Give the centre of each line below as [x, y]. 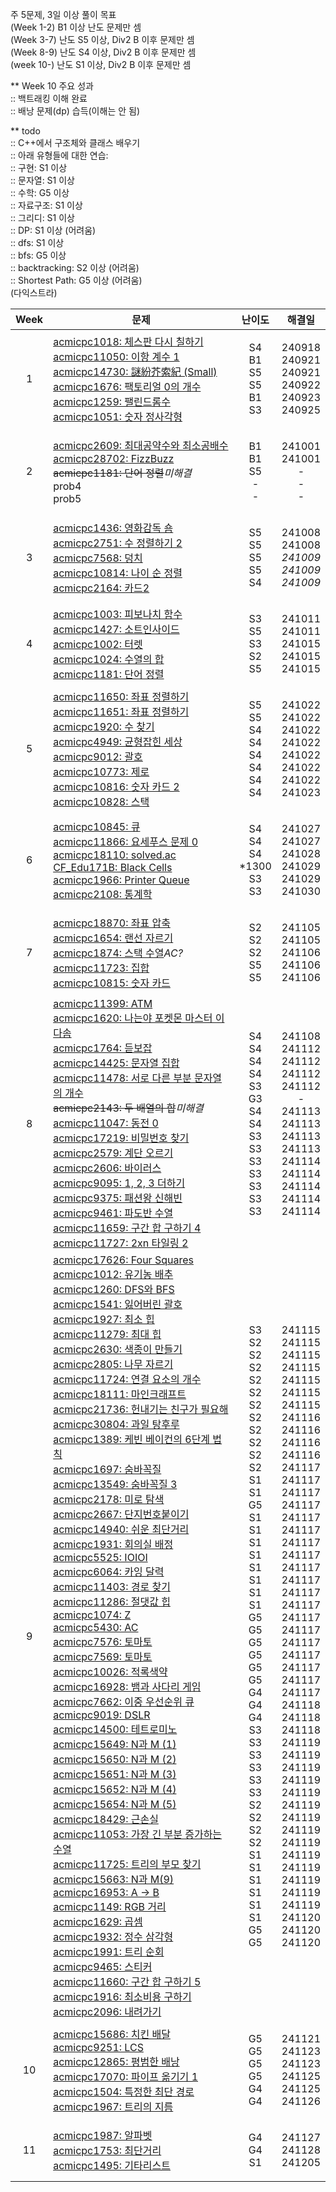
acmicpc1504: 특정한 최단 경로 [124, 2091]
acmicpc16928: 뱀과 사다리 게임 [127, 1686]
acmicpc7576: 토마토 [103, 1641]
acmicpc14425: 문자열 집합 [116, 1063]
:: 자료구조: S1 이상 [46, 205]
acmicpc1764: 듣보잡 [103, 1048]
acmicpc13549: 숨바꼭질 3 [115, 1484]
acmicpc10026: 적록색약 [110, 1671]
